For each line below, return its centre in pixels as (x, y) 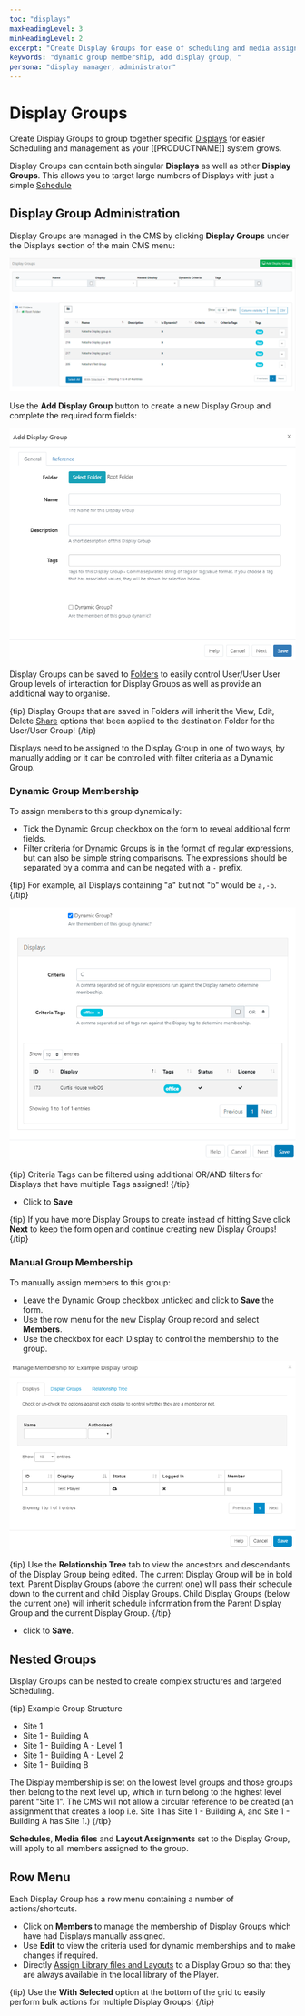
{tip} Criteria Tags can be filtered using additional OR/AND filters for (136, 1174)
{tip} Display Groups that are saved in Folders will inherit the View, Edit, (142, 711)
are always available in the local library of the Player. (121, 1975)
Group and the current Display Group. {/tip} (90, 1613)
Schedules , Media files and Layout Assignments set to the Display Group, (150, 1839)
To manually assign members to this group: (90, 1282)
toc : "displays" (40, 19)
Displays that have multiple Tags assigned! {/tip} (100, 1184)
